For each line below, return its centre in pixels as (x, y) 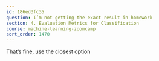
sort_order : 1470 (28, 34)
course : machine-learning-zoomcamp (51, 29)
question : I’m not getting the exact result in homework (79, 18)
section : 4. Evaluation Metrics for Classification (73, 23)
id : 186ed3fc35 (25, 12)
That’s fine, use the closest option (48, 51)
